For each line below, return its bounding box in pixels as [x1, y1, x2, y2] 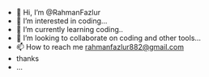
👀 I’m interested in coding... [15, 16, 108, 26]
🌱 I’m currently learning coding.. [15, 25, 124, 34]
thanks [15, 54, 39, 63]
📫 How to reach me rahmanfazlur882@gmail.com [15, 43, 185, 51]
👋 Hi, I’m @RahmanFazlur [15, 8, 101, 17]
